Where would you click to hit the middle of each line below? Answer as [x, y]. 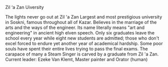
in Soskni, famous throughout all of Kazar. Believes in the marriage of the [81, 22]
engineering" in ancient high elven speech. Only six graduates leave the [80, 33]
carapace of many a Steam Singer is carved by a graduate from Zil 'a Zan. [82, 54]
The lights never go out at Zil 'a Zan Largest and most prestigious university [84, 17]
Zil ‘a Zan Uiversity [25, 7]
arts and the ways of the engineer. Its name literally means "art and [75, 27]
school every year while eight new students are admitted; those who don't [82, 38]
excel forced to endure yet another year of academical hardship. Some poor [84, 43]
